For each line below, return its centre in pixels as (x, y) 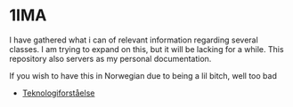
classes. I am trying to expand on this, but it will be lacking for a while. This (146, 49)
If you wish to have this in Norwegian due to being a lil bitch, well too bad (143, 75)
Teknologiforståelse (58, 93)
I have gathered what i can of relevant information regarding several (134, 40)
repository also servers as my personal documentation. (110, 58)
